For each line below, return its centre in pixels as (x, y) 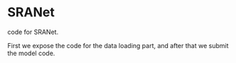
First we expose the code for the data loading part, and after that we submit (118, 45)
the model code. (31, 53)
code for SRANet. (33, 32)
